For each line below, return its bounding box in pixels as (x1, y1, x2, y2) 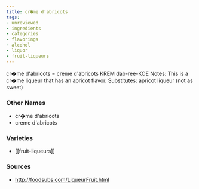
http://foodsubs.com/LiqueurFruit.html (14, 176, 109, 183)
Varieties (6, 134, 33, 142)
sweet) (6, 83, 23, 91)
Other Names (6, 98, 46, 107)
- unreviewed (6, 20, 39, 26)
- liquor (6, 48, 28, 54)
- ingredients (6, 25, 42, 32)
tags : (6, 14, 20, 20)
